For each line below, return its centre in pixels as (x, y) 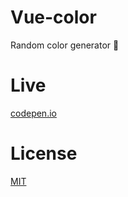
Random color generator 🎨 (65, 45)
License (44, 153)
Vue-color (53, 17)
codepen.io (33, 113)
